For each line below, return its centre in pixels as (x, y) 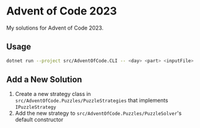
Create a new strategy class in (53, 94)
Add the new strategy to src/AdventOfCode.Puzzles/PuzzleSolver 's (98, 114)
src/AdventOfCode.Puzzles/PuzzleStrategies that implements (92, 100)
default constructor (39, 120)
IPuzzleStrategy (35, 107)
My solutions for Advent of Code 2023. (55, 28)
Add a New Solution (44, 80)
